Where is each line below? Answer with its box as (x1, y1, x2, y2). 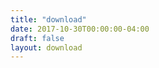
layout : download (10, 42, 83, 53)
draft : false (10, 33, 65, 43)
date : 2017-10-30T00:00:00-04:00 (10, 24, 150, 34)
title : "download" (10, 14, 87, 25)
